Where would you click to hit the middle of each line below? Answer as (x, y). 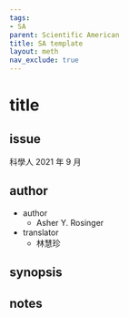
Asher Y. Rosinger (70, 222)
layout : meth (34, 52)
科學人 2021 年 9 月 (45, 162)
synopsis (36, 273)
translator (40, 232)
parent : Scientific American (64, 35)
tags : (20, 18)
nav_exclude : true (44, 60)
